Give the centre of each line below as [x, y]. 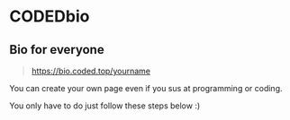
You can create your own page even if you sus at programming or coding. [146, 88]
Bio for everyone [57, 50]
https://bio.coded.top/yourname [91, 71]
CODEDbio [50, 17]
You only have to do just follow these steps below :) [105, 106]
